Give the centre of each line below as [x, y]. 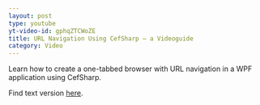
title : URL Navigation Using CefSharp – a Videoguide [101, 38]
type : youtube [32, 23]
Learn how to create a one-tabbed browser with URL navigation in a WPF [130, 69]
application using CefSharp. [55, 78]
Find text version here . [46, 93]
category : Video [36, 46]
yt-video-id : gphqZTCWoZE [52, 31]
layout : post [30, 16]
